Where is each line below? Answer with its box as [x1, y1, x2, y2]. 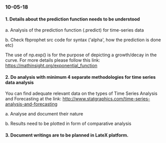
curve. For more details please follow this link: [5, 57, 101, 63]
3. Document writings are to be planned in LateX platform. [5, 132, 129, 138]
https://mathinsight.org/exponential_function [5, 63, 98, 69]
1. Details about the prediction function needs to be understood [5, 16, 140, 22]
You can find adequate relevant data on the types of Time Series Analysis [5, 90, 157, 96]
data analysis [5, 79, 34, 85]
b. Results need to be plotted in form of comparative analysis [5, 120, 132, 126]
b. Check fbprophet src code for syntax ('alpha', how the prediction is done [5, 37, 161, 43]
